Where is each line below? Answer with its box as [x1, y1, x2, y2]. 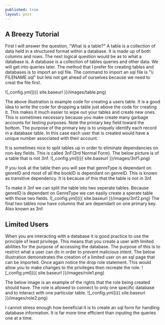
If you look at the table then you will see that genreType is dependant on [5, 165, 152, 171]
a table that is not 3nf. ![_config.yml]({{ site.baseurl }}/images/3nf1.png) [5, 156, 150, 162]
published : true [5, 7, 38, 12]
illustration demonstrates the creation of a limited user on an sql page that [5, 254, 155, 260]
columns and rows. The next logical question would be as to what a [5, 54, 142, 60]
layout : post [5, 12, 32, 17]
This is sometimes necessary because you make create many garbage [5, 114, 149, 121]
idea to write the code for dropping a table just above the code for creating [5, 104, 157, 110]
